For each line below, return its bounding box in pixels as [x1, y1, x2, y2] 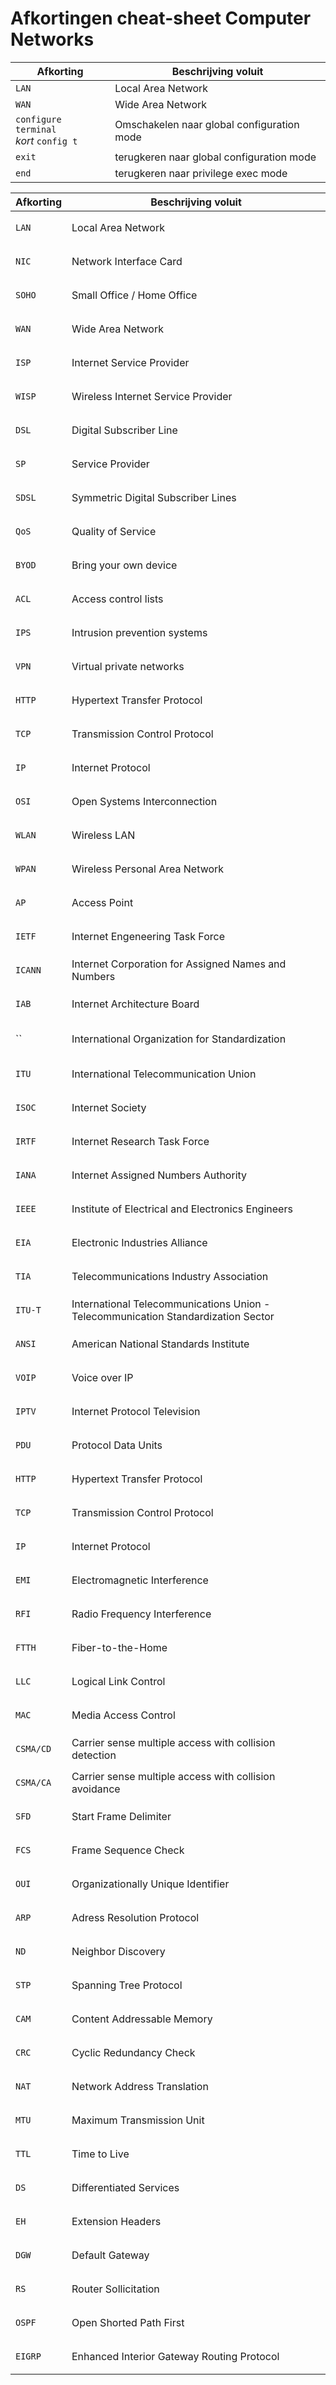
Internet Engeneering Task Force [71, 929, 225, 943]
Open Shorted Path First [71, 2315, 185, 2329]
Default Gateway [71, 2248, 150, 2262]
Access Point [71, 895, 134, 909]
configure [15, 113, 62, 125]
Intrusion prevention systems [71, 625, 208, 639]
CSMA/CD [15, 1743, 52, 1754]
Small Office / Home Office [71, 288, 198, 302]
